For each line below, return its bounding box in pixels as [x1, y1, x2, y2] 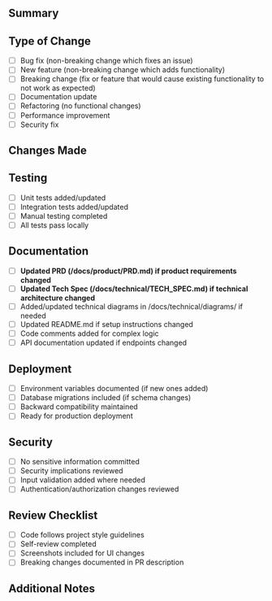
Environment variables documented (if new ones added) [19, 384, 209, 394]
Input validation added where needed [19, 475, 146, 485]
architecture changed [19, 293, 96, 303]
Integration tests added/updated [19, 202, 128, 211]
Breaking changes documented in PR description [19, 557, 184, 568]
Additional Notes [8, 581, 96, 595]
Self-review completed [19, 539, 97, 549]
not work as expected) [19, 83, 96, 93]
